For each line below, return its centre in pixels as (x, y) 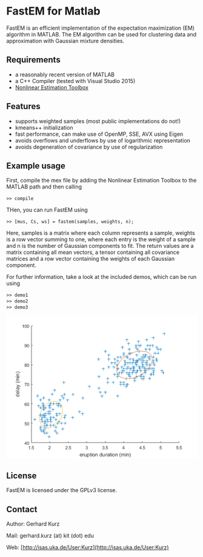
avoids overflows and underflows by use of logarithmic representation (103, 140)
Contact (22, 509)
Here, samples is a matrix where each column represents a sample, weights (101, 233)
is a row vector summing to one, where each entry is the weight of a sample (101, 239)
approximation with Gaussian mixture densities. (65, 41)
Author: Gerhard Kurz (33, 524)
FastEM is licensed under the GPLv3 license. (62, 490)
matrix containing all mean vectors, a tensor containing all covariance (93, 252)
